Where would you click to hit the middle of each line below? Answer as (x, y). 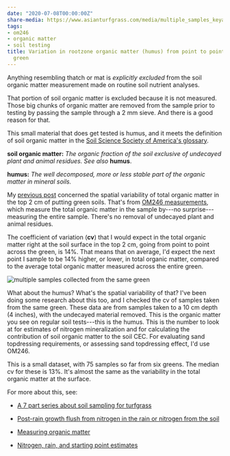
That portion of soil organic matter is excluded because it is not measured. (112, 98)
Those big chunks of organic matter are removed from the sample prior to (111, 105)
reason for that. (29, 120)
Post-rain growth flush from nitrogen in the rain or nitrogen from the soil (118, 418)
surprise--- (198, 209)
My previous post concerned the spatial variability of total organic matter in (113, 194)
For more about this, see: (42, 392)
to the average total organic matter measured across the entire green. (105, 266)
